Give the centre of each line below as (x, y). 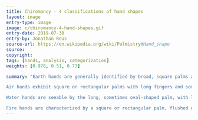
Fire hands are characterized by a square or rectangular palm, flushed (97, 108)
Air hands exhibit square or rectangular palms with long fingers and (95, 87)
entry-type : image (29, 22)
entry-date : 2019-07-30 (35, 33)
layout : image (24, 17)
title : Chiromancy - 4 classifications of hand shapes (75, 11)
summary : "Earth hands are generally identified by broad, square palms (97, 77)
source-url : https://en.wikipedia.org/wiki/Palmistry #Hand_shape (88, 44)
